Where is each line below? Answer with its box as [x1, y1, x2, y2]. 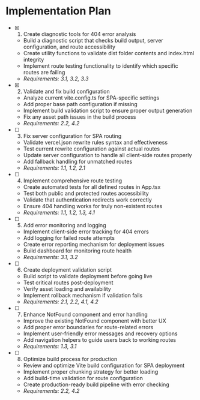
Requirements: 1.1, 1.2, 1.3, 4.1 [23, 209, 95, 216]
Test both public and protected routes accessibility [23, 190, 150, 197]
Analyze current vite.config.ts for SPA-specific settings [23, 94, 160, 101]
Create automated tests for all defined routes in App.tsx [23, 183, 161, 190]
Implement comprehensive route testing [23, 177, 123, 184]
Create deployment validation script [23, 266, 112, 273]
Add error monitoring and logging [23, 221, 106, 228]
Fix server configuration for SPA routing [23, 132, 122, 139]
